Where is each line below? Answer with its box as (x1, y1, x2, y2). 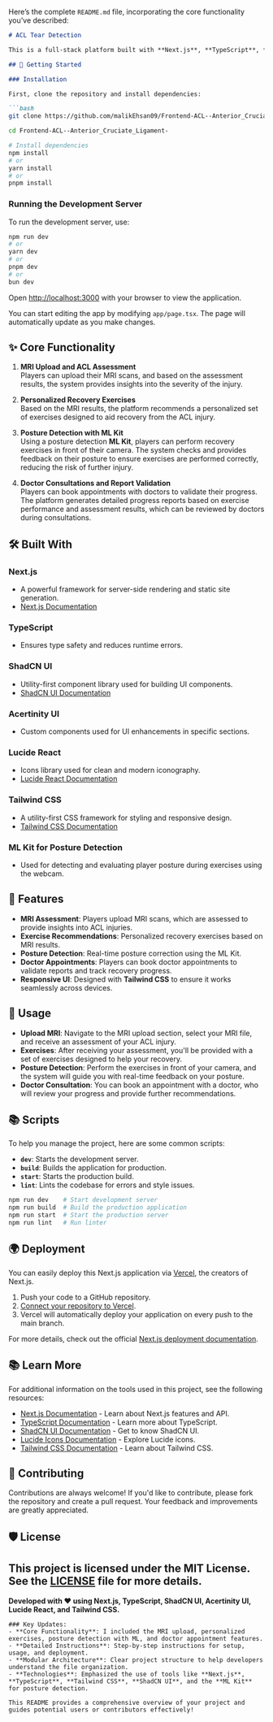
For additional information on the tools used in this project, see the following (8, 1384, 263, 1394)
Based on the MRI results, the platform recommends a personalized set (19, 404, 258, 414)
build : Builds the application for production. (19, 1163, 167, 1173)
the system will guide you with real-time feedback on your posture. (19, 1071, 245, 1081)
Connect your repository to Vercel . (19, 1300, 136, 1311)
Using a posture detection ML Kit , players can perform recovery (19, 436, 235, 446)
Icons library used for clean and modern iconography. (19, 766, 201, 775)
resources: (8, 1393, 45, 1403)
